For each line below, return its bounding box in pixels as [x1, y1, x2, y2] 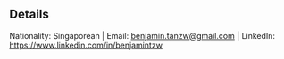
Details [9, 7, 49, 22]
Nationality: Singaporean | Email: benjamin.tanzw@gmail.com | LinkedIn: [9, 30, 275, 41]
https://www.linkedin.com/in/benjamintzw [9, 40, 163, 50]
